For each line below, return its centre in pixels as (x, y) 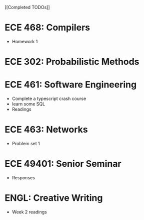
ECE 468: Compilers (47, 28)
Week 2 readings (29, 212)
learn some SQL (28, 104)
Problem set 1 (26, 143)
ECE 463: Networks (46, 130)
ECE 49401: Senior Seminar (63, 164)
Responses (23, 177)
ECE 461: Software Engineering (71, 85)
